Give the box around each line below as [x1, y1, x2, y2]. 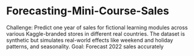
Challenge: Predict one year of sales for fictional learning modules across [6, 24, 188, 31]
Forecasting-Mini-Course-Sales [6, 4, 169, 18]
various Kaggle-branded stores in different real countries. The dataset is [6, 30, 185, 37]
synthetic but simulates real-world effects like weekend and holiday [6, 36, 174, 43]
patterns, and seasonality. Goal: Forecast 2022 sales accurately [6, 43, 164, 50]
